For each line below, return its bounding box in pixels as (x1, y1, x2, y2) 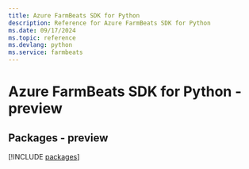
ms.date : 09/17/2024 (8, 26, 77, 34)
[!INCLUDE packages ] (8, 152, 80, 161)
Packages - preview (8, 131, 109, 144)
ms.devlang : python (8, 41, 73, 49)
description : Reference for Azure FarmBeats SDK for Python (8, 19, 212, 27)
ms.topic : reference (8, 33, 77, 42)
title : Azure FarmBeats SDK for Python (8, 11, 140, 20)
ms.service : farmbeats (8, 48, 83, 56)
